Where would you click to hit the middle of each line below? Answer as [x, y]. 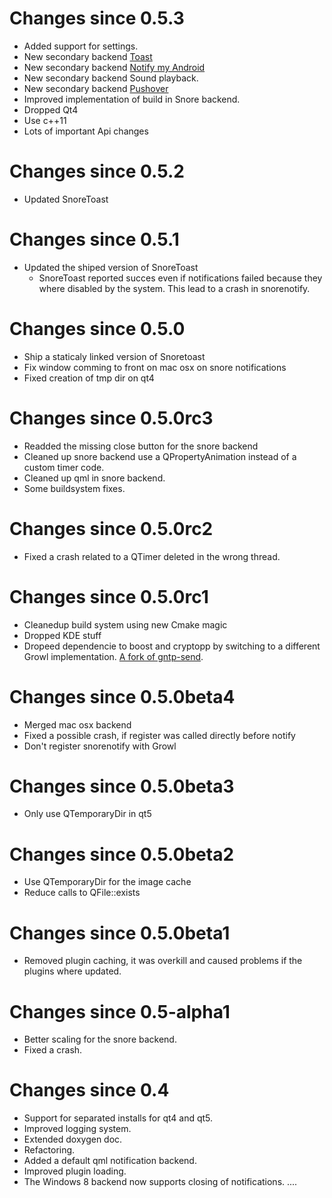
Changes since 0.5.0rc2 [111, 528]
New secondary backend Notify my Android [114, 67]
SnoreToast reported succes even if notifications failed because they [180, 278]
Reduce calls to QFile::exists [82, 893]
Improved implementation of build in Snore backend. [132, 99]
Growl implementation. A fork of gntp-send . [113, 656]
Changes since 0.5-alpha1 [120, 1011]
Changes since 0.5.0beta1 [120, 933]
